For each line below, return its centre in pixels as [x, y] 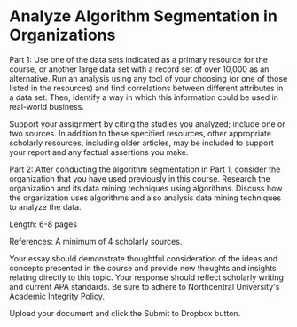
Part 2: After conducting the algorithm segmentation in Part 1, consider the [145, 169]
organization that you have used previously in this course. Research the [140, 178]
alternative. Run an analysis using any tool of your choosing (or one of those [148, 78]
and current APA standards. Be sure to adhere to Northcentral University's [145, 286]
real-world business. [47, 106]
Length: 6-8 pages [43, 224]
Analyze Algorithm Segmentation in [143, 16]
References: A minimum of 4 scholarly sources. [96, 241]
